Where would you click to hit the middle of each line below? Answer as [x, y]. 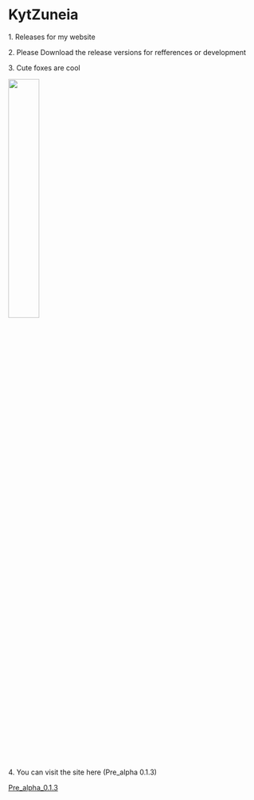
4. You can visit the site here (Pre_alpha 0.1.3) [83, 772]
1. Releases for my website [52, 37]
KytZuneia [43, 15]
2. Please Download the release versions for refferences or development [127, 52]
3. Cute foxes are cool [45, 68]
